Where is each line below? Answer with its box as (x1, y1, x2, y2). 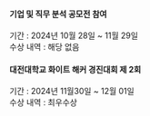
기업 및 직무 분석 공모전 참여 (9, 8, 107, 19)
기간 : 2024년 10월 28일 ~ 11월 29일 (9, 30, 139, 41)
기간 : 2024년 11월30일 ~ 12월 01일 (9, 86, 135, 97)
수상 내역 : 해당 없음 (9, 42, 80, 53)
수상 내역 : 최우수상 (9, 97, 77, 108)
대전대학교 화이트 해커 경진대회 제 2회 (9, 63, 142, 74)
